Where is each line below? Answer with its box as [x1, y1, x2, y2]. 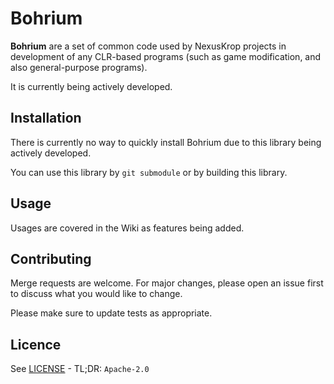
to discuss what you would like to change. [10, 288, 183, 300]
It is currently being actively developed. [10, 80, 173, 92]
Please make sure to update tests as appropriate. [10, 307, 213, 319]
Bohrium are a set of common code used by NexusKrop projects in [10, 40, 287, 52]
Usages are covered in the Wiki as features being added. [10, 222, 245, 234]
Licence [10, 336, 62, 353]
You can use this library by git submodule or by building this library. [10, 166, 288, 178]
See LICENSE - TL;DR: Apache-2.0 [10, 363, 150, 375]
